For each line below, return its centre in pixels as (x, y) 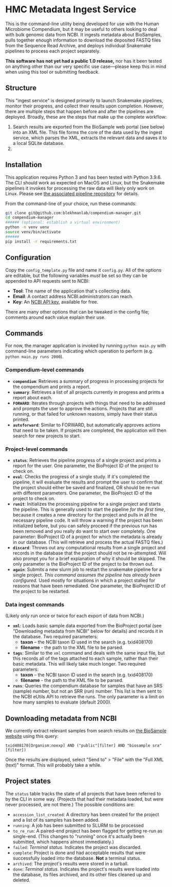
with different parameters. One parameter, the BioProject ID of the (82, 493)
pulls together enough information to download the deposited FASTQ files (83, 40)
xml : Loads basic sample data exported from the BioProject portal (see (87, 626)
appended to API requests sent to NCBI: (47, 281)
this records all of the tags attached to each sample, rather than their (85, 658)
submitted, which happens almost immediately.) (63, 842)
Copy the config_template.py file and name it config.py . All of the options (83, 270)
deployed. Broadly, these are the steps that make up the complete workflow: (86, 117)
